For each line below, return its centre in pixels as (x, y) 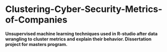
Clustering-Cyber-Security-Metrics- (84, 9)
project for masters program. (36, 44)
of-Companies (36, 20)
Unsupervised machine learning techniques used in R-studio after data (81, 33)
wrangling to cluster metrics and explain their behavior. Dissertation (78, 39)
